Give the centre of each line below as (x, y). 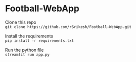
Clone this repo (21, 22)
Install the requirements (29, 36)
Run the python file (24, 50)
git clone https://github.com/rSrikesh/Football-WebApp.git (68, 27)
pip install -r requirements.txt (40, 41)
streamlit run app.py (27, 55)
